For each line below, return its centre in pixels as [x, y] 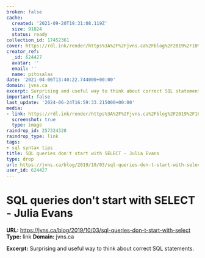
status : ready [30, 35]
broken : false [24, 12]
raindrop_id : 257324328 [37, 131]
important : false [28, 97]
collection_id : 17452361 [38, 40]
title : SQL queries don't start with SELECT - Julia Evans [83, 153]
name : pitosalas [32, 74]
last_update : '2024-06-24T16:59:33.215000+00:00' [71, 102]
